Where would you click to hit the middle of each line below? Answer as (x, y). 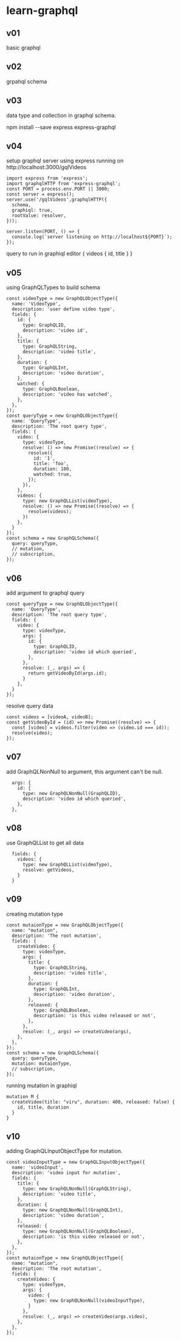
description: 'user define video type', (63, 309)
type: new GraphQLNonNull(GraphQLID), (71, 793)
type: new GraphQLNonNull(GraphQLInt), (73, 1210)
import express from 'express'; (47, 178)
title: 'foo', (51, 464)
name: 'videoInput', (38, 1168)
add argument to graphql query (46, 593)
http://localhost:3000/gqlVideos (46, 167)
